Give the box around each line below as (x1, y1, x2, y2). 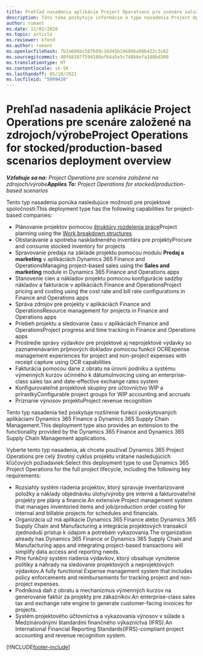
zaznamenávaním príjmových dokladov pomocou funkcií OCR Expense (14, 346, 190, 353)
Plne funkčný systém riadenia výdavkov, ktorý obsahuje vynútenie (14, 555, 180, 562)
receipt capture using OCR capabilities (14, 359, 111, 366)
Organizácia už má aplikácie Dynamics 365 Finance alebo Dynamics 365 (14, 516, 196, 523)
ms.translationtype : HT (6, 59, 66, 65)
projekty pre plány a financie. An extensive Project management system (14, 497, 193, 504)
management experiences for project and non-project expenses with (14, 352, 187, 359)
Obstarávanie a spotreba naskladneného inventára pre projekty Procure (14, 236, 192, 244)
